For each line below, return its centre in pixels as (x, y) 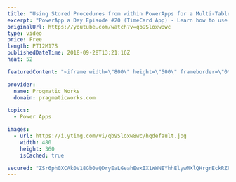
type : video (25, 33)
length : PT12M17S (33, 46)
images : (19, 129)
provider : (22, 85)
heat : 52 (20, 59)
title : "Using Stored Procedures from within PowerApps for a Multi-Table (119, 14)
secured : (20, 168)
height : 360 (37, 149)
